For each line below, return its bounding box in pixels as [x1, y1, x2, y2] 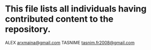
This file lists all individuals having [5, 3, 147, 14]
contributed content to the [5, 13, 114, 25]
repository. [5, 24, 51, 35]
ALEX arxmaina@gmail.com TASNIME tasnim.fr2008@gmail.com [5, 39, 135, 45]
